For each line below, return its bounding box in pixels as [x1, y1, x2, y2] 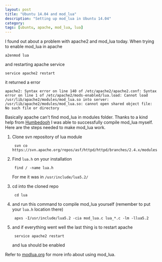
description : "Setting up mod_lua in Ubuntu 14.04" [5, 16, 111, 21]
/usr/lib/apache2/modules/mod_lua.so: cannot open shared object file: [5, 101, 152, 107]
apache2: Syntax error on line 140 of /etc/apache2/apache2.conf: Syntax [5, 89, 157, 94]
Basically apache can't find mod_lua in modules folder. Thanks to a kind [5, 115, 148, 120]
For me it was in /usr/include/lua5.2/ [12, 174, 88, 180]
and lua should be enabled [12, 242, 65, 248]
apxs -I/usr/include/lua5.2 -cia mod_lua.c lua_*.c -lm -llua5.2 [14, 216, 149, 221]
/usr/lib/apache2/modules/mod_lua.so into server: [5, 98, 109, 102]
